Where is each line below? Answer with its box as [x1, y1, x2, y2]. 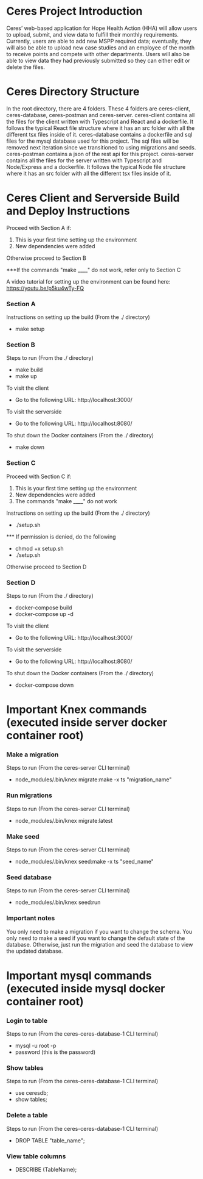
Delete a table [6, 1111, 48, 1120]
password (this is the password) [15, 1048, 96, 1056]
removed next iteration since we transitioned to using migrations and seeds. [6, 143, 196, 151]
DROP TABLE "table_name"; [15, 1136, 85, 1144]
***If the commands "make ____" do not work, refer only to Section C [6, 266, 181, 273]
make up [15, 373, 38, 380]
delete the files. [6, 63, 46, 71]
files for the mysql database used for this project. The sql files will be [6, 137, 179, 145]
